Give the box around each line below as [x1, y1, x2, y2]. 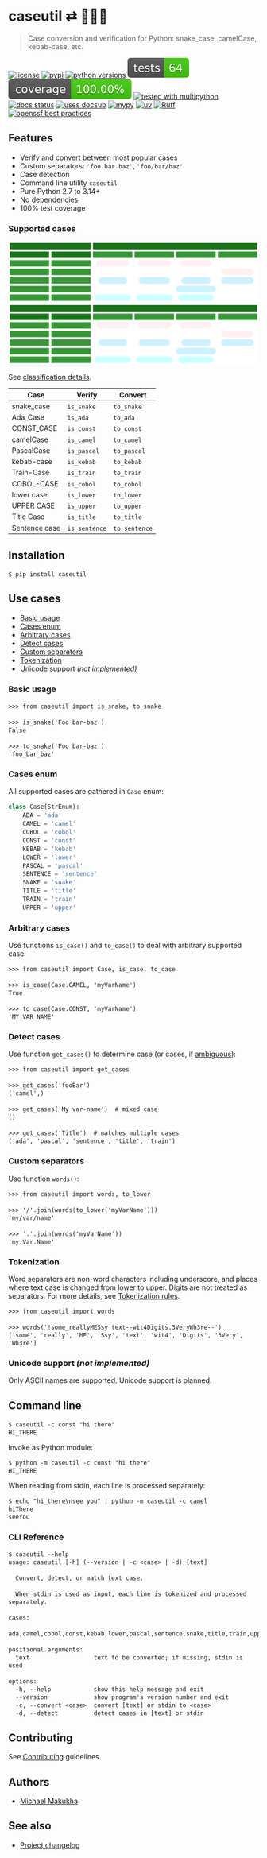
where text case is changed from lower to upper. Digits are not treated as [8, 1283, 248, 1292]
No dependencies [19, 195, 79, 204]
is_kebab [67, 459, 97, 466]
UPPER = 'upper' [22, 904, 77, 912]
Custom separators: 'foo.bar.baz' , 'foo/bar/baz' [19, 161, 184, 170]
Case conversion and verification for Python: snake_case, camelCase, [27, 33, 257, 43]
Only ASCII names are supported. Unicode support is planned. [8, 1376, 212, 1385]
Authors [8, 1775, 50, 1789]
